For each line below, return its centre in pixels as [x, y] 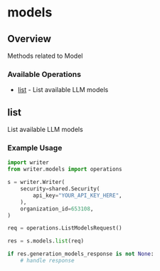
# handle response [47, 261]
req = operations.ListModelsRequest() [65, 228]
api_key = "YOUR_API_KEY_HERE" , [78, 195]
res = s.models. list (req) [46, 241]
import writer [28, 163]
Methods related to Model [45, 56]
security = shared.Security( [60, 189]
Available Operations [44, 74]
